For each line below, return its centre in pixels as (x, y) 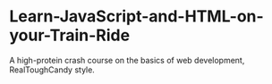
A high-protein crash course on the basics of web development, (127, 60)
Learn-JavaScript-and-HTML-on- (136, 17)
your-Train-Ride (70, 35)
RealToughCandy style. (52, 70)
